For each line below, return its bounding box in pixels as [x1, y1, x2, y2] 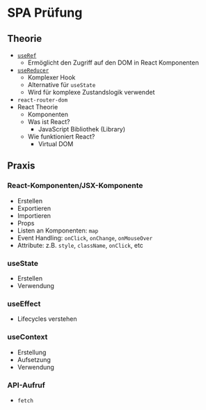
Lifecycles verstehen [17, 315, 77, 323]
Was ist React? [27, 118, 70, 126]
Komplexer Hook [27, 73, 76, 81]
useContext [7, 332, 48, 342]
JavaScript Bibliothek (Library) [38, 125, 126, 133]
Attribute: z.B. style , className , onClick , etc [17, 241, 144, 249]
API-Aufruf [7, 380, 45, 390]
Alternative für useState [27, 81, 96, 88]
